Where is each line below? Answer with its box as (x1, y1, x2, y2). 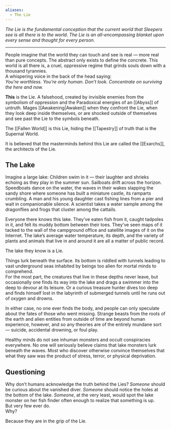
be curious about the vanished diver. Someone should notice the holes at (5, 387, 159, 393)
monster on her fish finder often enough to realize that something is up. (5, 397, 155, 404)
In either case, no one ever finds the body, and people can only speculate (5, 305, 160, 312)
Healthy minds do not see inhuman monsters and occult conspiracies (5, 336, 151, 343)
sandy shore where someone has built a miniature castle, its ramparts (5, 190, 151, 196)
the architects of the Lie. (5, 146, 56, 152)
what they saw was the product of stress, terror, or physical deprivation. (5, 353, 157, 359)
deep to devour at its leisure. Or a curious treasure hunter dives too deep (5, 285, 158, 291)
